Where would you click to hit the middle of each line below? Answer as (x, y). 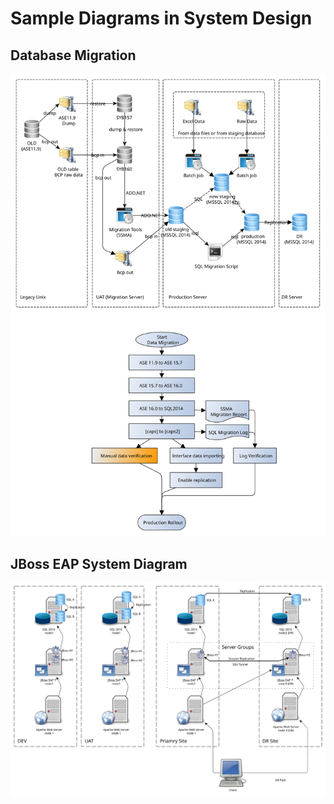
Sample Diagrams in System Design (161, 18)
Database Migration (73, 55)
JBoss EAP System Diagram (99, 563)
